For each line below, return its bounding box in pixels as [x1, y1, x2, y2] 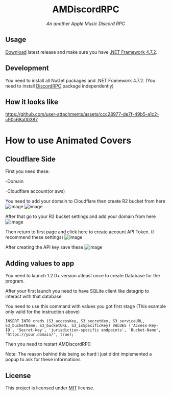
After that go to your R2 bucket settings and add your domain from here [5, 213, 156, 219]
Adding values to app [5, 259, 75, 268]
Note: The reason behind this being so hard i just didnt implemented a [5, 351, 152, 357]
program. [5, 278, 25, 284]
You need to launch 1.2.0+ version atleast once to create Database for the [5, 273, 160, 279]
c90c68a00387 [5, 117, 38, 123]
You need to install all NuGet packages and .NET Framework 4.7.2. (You [5, 77, 156, 83]
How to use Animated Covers [5, 135, 132, 146]
